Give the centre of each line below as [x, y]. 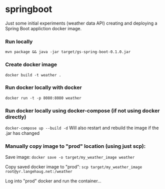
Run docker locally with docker [43, 87]
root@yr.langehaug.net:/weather [39, 172]
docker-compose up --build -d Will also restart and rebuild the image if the [82, 128]
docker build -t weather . [33, 75]
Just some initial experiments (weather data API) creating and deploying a [81, 23]
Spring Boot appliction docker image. [43, 28]
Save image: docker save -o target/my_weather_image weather [70, 157]
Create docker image [31, 65]
